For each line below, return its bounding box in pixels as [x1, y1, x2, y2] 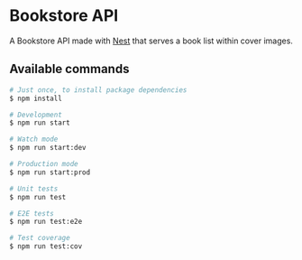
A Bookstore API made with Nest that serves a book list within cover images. [9, 35, 293, 46]
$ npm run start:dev [9, 144, 87, 153]
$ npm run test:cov [9, 242, 83, 251]
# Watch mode [9, 135, 59, 144]
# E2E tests [9, 209, 54, 218]
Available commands [9, 61, 130, 77]
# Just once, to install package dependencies [9, 85, 188, 95]
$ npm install [9, 94, 63, 103]
